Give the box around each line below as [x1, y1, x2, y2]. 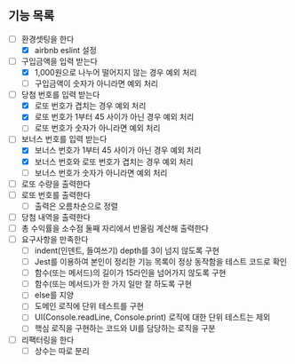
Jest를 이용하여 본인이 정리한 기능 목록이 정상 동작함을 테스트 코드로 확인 [34, 257, 288, 267]
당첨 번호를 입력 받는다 [20, 90, 100, 100]
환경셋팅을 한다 [20, 34, 75, 44]
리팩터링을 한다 [20, 334, 75, 344]
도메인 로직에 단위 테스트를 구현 [34, 301, 144, 312]
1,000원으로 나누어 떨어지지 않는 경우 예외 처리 [34, 67, 197, 77]
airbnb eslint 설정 [34, 44, 97, 55]
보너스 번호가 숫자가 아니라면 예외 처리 [34, 167, 168, 178]
